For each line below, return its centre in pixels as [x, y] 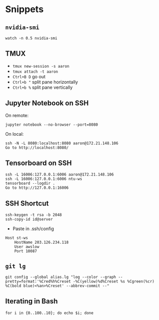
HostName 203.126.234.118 [42, 243]
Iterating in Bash [32, 301]
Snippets [24, 9]
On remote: [17, 115]
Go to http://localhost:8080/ [37, 147]
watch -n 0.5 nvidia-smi [31, 38]
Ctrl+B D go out [29, 76]
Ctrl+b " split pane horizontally [45, 82]
